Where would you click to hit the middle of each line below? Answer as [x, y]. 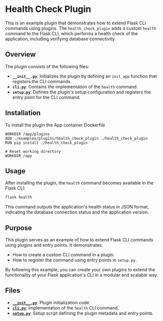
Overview [21, 54]
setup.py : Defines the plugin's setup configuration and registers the [81, 92]
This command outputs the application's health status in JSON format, [77, 207]
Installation [23, 113]
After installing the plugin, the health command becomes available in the [80, 183]
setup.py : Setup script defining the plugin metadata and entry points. [83, 313]
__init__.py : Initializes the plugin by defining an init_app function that [84, 76]
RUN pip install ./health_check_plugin [46, 143]
